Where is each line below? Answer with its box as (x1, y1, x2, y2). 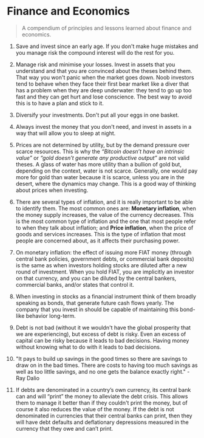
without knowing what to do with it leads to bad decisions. (15, 343, 161, 351)
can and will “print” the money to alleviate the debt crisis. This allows (15, 392, 188, 400)
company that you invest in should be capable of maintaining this (15, 306, 178, 313)
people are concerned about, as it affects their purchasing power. (15, 237, 180, 244)
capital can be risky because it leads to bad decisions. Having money (15, 337, 189, 344)
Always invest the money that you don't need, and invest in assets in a (15, 123, 192, 130)
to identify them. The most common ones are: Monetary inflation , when (15, 205, 196, 212)
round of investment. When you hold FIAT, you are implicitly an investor (15, 268, 194, 275)
